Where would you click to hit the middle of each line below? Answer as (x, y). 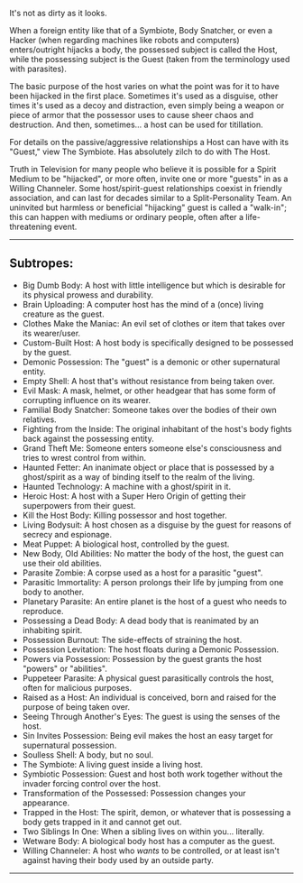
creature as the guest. (64, 314)
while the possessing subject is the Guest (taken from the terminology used (150, 59)
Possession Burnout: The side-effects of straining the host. (132, 639)
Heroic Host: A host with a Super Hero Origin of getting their (134, 496)
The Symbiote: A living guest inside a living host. (113, 764)
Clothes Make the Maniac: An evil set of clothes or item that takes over (154, 323)
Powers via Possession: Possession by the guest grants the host (142, 658)
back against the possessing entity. (88, 438)
